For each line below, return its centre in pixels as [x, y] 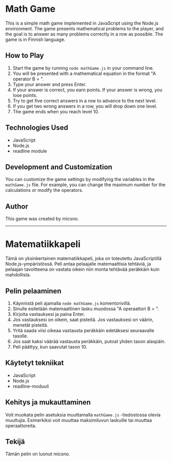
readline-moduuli [31, 386]
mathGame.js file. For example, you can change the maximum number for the [85, 185]
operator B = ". [28, 79]
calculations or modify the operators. [44, 190]
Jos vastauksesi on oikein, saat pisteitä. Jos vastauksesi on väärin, [83, 319]
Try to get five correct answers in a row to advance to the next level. [85, 101]
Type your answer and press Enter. [49, 84]
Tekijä [15, 441]
